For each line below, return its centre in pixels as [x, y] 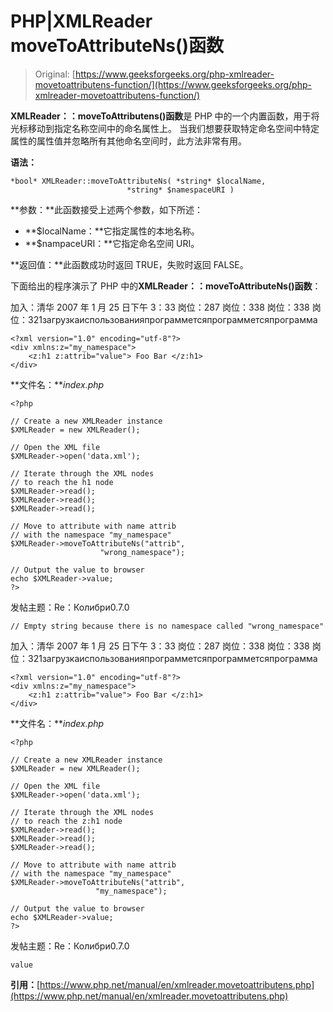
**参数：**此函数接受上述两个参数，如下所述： [107, 209]
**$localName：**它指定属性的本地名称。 [112, 231]
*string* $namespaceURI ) [180, 190]
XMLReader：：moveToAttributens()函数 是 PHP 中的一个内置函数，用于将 [165, 116]
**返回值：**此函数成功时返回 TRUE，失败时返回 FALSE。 [129, 264]
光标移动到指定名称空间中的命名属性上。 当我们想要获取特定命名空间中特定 [165, 128]
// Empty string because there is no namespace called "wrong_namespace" [167, 626]
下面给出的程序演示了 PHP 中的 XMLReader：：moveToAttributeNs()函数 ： [166, 286]
